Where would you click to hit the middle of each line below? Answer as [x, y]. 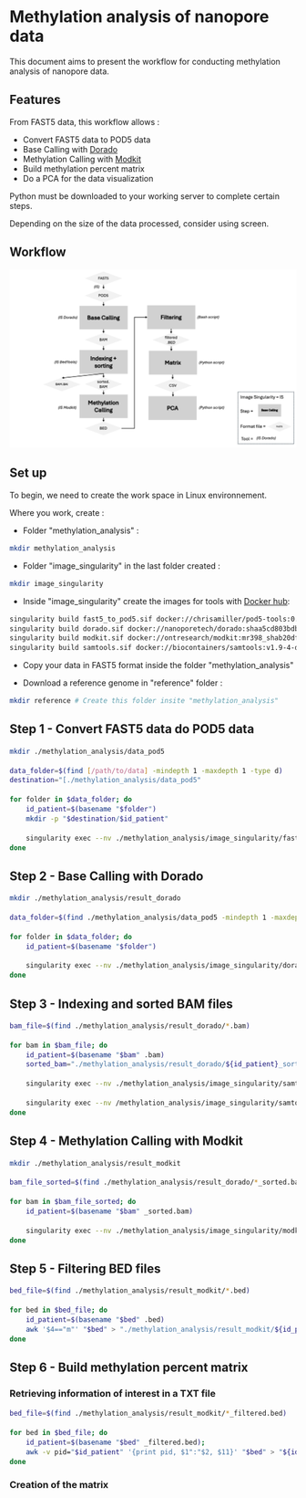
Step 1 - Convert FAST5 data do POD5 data [132, 729]
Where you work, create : [57, 512]
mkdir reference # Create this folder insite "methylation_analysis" [144, 701]
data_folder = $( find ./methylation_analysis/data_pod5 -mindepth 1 [138, 918]
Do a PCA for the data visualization [88, 178]
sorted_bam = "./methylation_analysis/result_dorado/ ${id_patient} [153, 1064]
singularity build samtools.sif [71, 648]
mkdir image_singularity [56, 583]
